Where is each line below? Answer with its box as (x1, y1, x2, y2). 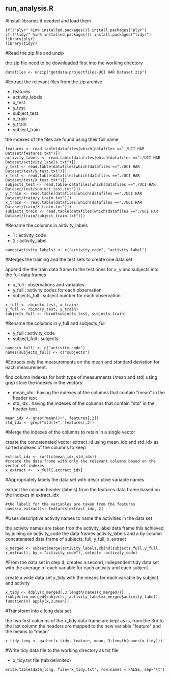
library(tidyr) (5, 41, 38, 46)
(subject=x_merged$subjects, (5, 594, 67, 599)
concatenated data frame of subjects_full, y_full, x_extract (5, 536, 126, 542)
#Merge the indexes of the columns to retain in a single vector (5, 429, 136, 435)
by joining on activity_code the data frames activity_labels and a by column (5, 530, 162, 537)
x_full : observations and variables (12, 281, 85, 287)
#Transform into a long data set (5, 608, 71, 614)
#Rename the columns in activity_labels (5, 222, 88, 228)
